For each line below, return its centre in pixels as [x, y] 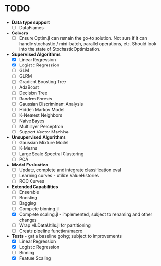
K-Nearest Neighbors [41, 115]
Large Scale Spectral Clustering [51, 154]
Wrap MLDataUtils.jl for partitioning [55, 225]
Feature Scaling [35, 258]
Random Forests [36, 99]
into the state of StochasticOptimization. [60, 49]
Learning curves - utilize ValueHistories [59, 176]
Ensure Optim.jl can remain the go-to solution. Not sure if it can [83, 38]
